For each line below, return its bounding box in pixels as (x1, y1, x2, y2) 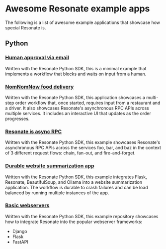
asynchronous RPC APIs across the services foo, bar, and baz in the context (5, 145, 162, 151)
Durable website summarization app (5, 162, 94, 169)
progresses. (5, 116, 30, 122)
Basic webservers (5, 202, 50, 209)
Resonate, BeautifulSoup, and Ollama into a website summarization (5, 179, 143, 185)
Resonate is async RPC (5, 128, 62, 135)
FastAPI (12, 239, 28, 245)
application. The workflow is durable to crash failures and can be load (5, 184, 148, 190)
